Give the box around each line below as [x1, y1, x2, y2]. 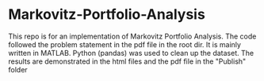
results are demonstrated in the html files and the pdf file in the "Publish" [8, 57, 247, 66]
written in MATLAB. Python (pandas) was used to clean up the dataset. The [8, 48, 254, 57]
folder [8, 64, 28, 74]
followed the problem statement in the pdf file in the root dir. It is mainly [8, 39, 242, 49]
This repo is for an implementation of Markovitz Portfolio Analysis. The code [8, 31, 257, 41]
